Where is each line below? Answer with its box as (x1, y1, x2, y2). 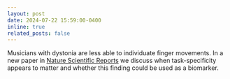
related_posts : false (7, 29, 71, 37)
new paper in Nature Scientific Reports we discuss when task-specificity (7, 57, 217, 65)
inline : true (7, 23, 45, 30)
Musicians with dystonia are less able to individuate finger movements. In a (7, 49, 224, 57)
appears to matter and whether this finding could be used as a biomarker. (7, 64, 219, 72)
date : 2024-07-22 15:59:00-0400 (7, 17, 101, 24)
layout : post (7, 10, 45, 17)
